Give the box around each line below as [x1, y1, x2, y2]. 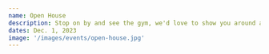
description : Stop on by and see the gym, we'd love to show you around [8, 19, 256, 27]
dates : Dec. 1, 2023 [8, 26, 78, 34]
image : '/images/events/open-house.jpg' [8, 33, 146, 42]
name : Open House [8, 11, 66, 20]
